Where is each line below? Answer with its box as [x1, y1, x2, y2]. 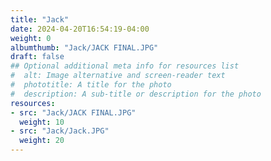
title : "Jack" [10, 14, 70, 25]
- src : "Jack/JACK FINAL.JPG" [10, 107, 137, 118]
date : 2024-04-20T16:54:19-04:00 [10, 24, 150, 34]
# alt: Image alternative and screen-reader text [10, 71, 226, 81]
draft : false [10, 52, 65, 62]
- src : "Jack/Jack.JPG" [10, 126, 110, 136]
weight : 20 [19, 136, 65, 146]
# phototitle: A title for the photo [10, 80, 172, 90]
